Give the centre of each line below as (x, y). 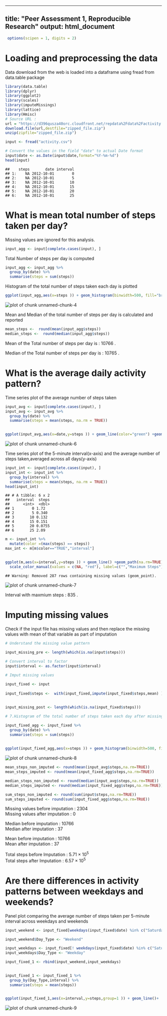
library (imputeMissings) (31, 105)
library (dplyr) (21, 91)
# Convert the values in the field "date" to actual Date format (74, 151)
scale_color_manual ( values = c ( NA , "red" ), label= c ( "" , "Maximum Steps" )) (87, 567)
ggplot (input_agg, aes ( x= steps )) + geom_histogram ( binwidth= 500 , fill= (81, 296)
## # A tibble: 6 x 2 (28, 496)
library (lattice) (23, 110)
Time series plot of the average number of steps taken (61, 397)
